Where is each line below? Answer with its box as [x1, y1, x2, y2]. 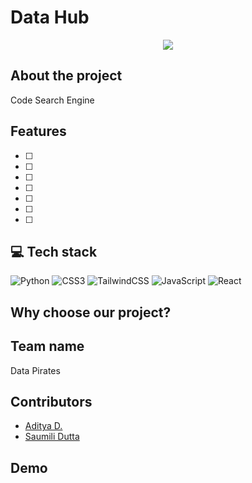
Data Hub [10, 6, 90, 29]
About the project [10, 67, 123, 85]
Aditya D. [24, 420, 63, 432]
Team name [10, 338, 85, 355]
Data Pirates [10, 364, 61, 376]
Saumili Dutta [24, 431, 80, 443]
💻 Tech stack [10, 243, 98, 260]
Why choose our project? [10, 304, 172, 321]
